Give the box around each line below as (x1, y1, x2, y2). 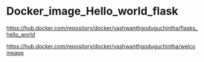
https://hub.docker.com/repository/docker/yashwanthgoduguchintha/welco (6, 43, 196, 50)
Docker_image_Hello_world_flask (6, 4, 178, 18)
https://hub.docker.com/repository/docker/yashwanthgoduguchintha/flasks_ (6, 24, 198, 32)
